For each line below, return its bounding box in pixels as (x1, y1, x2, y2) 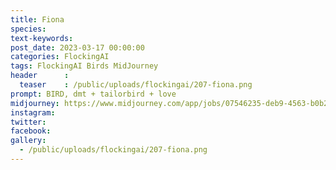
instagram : (10, 107, 56, 118)
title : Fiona (10, 14, 65, 25)
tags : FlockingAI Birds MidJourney (10, 61, 159, 71)
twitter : (10, 117, 47, 127)
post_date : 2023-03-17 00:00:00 (10, 42, 145, 53)
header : (10, 71, 70, 81)
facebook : (10, 126, 52, 136)
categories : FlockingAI (10, 52, 110, 62)
